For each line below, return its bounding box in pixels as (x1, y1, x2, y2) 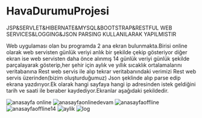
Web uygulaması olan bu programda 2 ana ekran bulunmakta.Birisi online (6, 42, 188, 49)
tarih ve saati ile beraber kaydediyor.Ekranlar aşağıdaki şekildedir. (6, 87, 169, 94)
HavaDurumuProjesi (6, 4, 110, 18)
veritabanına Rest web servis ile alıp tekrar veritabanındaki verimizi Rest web (6, 67, 197, 75)
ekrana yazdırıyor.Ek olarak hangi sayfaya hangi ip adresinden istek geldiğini (6, 80, 196, 88)
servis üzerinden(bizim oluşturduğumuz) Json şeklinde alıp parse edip (6, 74, 181, 81)
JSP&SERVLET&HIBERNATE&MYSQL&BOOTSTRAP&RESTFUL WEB (6, 24, 172, 31)
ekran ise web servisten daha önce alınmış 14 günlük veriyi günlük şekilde (6, 55, 190, 62)
